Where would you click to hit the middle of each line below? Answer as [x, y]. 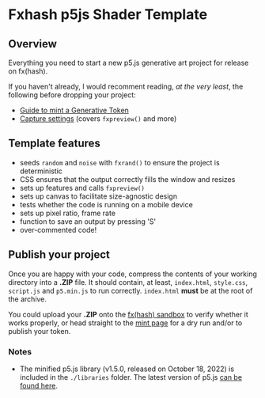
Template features [55, 144]
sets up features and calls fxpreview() [82, 188]
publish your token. [40, 331]
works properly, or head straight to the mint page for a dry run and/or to [125, 323]
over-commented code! [58, 229]
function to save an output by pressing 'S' [88, 221]
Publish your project [59, 255]
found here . [38, 385]
